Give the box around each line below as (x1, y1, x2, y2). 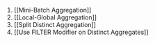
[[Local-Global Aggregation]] (13, 13, 97, 21)
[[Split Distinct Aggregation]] (13, 21, 96, 28)
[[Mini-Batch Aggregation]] (13, 6, 92, 14)
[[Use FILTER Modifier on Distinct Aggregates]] (13, 28, 149, 36)
